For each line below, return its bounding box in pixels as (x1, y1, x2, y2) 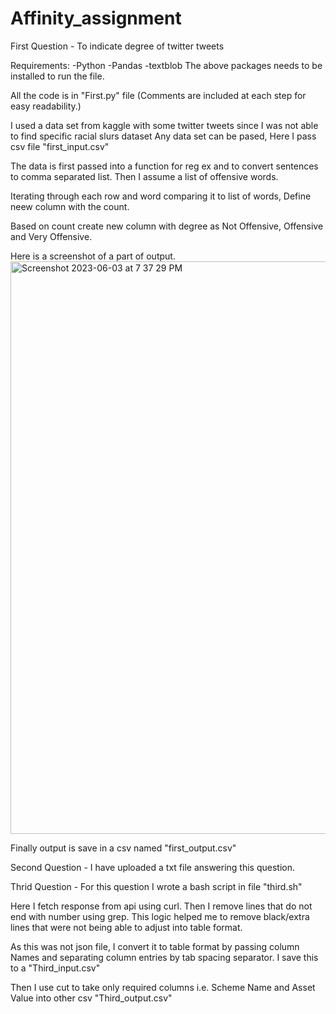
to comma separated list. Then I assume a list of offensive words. (10, 170, 279, 182)
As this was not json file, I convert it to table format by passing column (10, 940, 300, 952)
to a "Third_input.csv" (10, 962, 101, 974)
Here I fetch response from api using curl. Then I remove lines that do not (10, 900, 313, 912)
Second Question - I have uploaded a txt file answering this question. (10, 861, 296, 873)
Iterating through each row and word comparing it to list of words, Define (10, 190, 312, 202)
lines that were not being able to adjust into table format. (10, 921, 243, 933)
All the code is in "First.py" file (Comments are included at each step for (10, 89, 307, 101)
